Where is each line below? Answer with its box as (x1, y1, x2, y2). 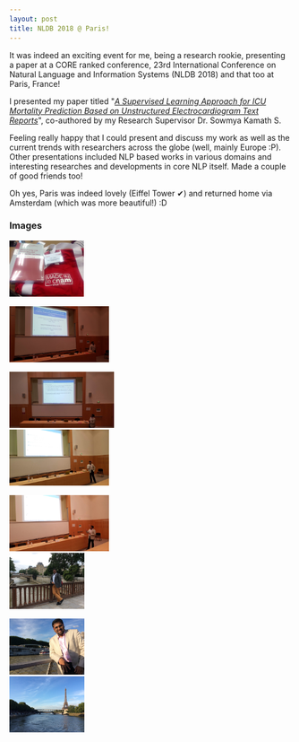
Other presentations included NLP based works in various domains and (9, 151, 272, 161)
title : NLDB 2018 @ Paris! (9, 23, 110, 33)
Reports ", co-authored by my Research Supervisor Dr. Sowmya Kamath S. (9, 115, 282, 126)
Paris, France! (9, 78, 61, 89)
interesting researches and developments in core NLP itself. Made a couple (9, 161, 286, 171)
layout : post (9, 14, 58, 23)
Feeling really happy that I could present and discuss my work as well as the (9, 132, 290, 143)
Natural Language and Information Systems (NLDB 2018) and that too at (9, 68, 275, 80)
